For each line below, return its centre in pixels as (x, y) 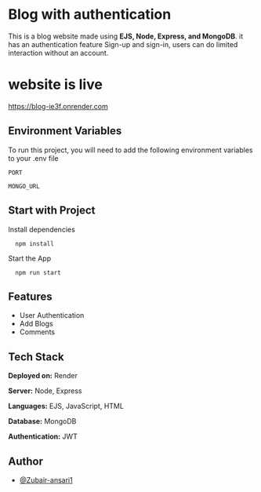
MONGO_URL (24, 186)
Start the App (30, 258)
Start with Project (52, 211)
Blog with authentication (90, 15)
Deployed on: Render (43, 376)
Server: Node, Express (45, 391)
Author (25, 461)
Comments (37, 332)
